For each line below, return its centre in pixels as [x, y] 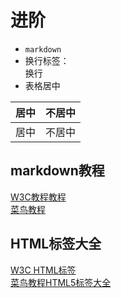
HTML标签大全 [56, 244]
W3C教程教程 [38, 197]
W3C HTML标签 [43, 270]
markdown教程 [57, 171]
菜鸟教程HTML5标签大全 [61, 282]
